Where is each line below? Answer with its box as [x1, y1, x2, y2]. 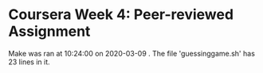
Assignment [8, 22, 91, 40]
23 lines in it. [8, 57, 50, 67]
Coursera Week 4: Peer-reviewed [8, 6, 234, 24]
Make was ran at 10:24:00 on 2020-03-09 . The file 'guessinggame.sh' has [8, 48, 255, 58]
